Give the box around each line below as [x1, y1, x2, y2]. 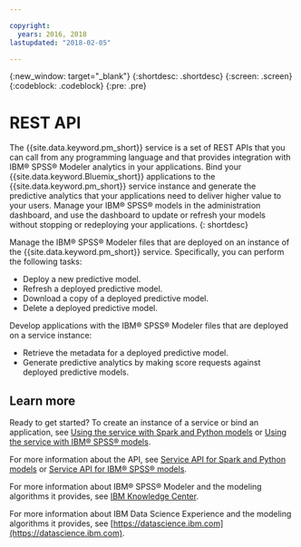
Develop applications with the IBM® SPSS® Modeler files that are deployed [9, 320, 288, 331]
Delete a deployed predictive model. [22, 303, 159, 314]
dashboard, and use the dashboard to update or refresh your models [9, 210, 266, 220]
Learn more [9, 393, 76, 408]
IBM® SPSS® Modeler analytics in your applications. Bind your [9, 161, 242, 172]
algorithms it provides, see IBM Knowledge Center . [9, 491, 199, 502]
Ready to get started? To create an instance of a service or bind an [9, 417, 259, 428]
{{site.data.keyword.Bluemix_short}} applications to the [9, 171, 216, 182]
